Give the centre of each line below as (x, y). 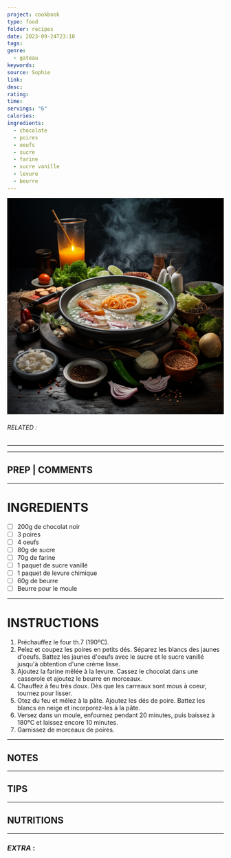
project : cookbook (33, 14)
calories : (21, 116)
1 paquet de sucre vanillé (52, 565)
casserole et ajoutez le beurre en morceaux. (79, 679)
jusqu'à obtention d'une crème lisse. (68, 664)
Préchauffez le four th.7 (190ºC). (63, 642)
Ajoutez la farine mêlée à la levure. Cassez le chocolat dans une (107, 671)
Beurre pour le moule (47, 589)
